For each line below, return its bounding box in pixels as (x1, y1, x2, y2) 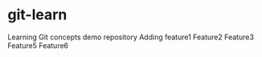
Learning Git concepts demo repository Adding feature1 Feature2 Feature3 (7, 32, 255, 42)
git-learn (7, 6, 68, 24)
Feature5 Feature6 (7, 40, 69, 50)
